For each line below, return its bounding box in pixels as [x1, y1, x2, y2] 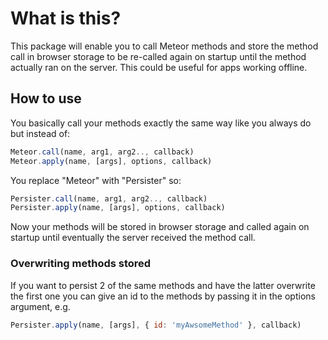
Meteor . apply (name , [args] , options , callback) [10, 156, 213, 166]
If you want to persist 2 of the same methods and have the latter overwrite [10, 279, 316, 291]
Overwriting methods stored [10, 257, 152, 271]
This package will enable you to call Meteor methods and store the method [10, 40, 319, 52]
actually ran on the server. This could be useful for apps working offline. [10, 61, 308, 73]
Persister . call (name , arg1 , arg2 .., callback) [10, 193, 208, 204]
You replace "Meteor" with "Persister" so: [10, 174, 182, 186]
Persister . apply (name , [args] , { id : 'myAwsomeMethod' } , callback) [10, 320, 302, 330]
